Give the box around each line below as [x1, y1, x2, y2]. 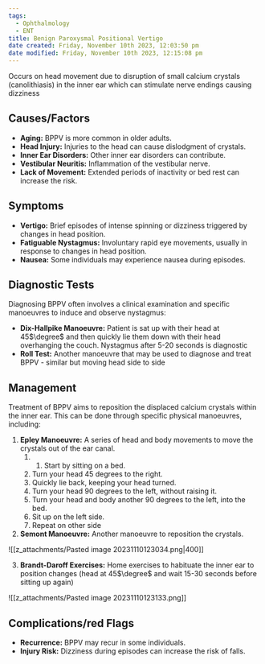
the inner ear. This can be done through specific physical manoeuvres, [8, 411, 243, 421]
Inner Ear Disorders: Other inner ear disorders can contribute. [19, 150, 226, 159]
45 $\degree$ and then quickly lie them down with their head [19, 332, 221, 342]
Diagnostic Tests [8, 278, 95, 292]
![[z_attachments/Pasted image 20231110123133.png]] [8, 593, 187, 603]
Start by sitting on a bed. [43, 460, 126, 471]
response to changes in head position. [19, 246, 147, 256]
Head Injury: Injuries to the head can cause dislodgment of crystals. [19, 142, 247, 151]
